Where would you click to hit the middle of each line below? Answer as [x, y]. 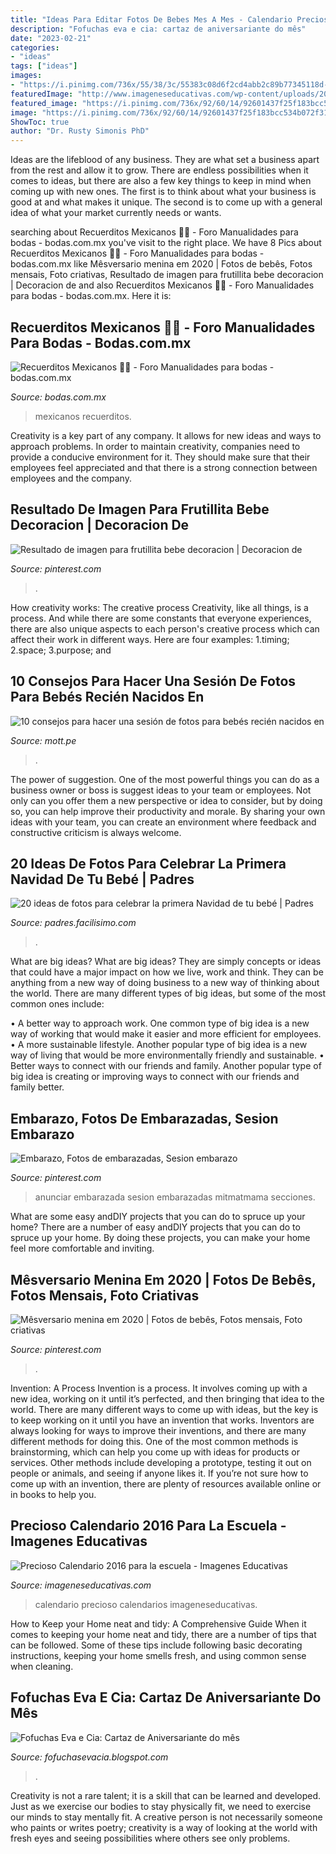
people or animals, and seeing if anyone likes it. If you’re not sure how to [159, 1473]
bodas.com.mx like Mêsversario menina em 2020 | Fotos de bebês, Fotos [161, 264]
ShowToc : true [40, 122]
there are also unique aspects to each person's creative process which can [165, 628]
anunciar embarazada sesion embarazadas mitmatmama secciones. [175, 1197]
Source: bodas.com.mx [58, 397]
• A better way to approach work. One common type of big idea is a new [160, 1023]
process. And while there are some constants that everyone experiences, [161, 618]
